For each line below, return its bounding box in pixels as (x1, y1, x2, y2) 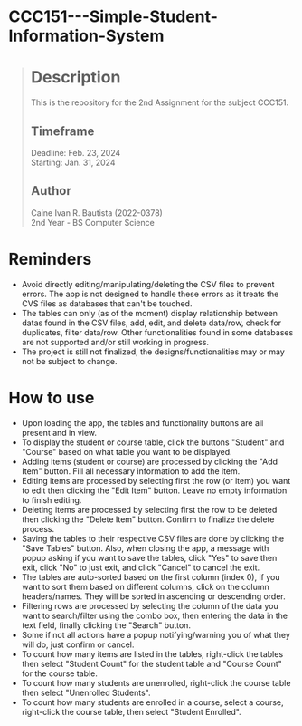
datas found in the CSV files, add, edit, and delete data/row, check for (21, 317, 282, 328)
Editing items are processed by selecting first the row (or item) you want (21, 475, 291, 486)
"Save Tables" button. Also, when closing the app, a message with (21, 542, 269, 554)
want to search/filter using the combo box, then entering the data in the (21, 610, 288, 621)
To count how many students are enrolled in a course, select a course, (21, 696, 284, 708)
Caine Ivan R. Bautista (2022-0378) (30, 207, 164, 218)
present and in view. (21, 427, 97, 438)
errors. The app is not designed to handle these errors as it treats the (21, 288, 279, 299)
